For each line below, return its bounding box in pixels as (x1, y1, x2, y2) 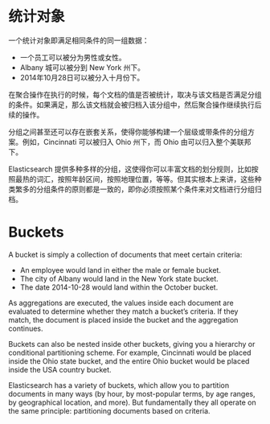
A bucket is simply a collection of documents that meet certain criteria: (8, 249, 243, 259)
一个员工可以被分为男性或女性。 (19, 52, 126, 62)
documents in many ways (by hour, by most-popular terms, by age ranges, (8, 389, 256, 398)
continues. (8, 323, 43, 333)
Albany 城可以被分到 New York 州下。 (19, 62, 145, 72)
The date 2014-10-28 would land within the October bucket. (19, 282, 219, 292)
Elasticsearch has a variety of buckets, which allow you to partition (8, 380, 230, 390)
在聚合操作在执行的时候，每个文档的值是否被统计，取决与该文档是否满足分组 (8, 89, 262, 99)
